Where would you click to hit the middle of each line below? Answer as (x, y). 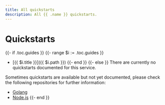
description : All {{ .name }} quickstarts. (51, 14)
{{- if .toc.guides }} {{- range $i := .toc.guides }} (54, 53)
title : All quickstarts (30, 10)
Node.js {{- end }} (31, 98)
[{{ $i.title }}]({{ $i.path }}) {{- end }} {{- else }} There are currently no (84, 62)
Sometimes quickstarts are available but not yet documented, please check (83, 77)
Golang (20, 92)
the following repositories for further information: (55, 83)
